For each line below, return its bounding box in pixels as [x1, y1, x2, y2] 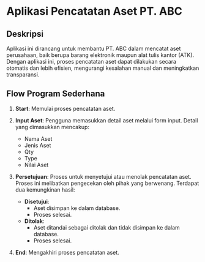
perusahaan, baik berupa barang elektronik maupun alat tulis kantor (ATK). [6, 51, 195, 59]
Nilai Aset [24, 161, 49, 168]
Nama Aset [24, 135, 53, 142]
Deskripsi [6, 29, 44, 39]
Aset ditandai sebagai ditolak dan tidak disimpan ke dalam [33, 223, 181, 231]
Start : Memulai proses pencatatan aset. [15, 105, 116, 112]
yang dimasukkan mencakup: [15, 123, 90, 130]
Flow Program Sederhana [6, 89, 105, 99]
